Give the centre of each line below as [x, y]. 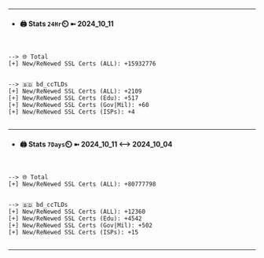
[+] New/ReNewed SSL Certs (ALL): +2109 [75, 91]
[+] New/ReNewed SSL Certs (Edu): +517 [73, 98]
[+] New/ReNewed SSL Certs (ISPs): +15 [73, 233]
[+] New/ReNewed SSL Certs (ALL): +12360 [77, 212]
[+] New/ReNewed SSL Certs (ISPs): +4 [71, 112]
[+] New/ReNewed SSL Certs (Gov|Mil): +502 [81, 226]
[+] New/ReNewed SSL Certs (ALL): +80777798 [82, 184]
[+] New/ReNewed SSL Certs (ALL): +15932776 [82, 64]
